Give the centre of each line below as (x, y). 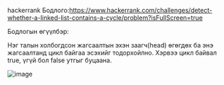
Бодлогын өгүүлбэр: (38, 32)
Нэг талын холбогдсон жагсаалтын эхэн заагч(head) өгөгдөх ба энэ (110, 45)
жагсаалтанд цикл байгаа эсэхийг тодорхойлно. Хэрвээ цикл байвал (112, 53)
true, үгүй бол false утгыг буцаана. (60, 60)
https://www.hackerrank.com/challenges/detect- (140, 10)
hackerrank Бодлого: (38, 10)
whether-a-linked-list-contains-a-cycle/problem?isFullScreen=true (105, 18)
